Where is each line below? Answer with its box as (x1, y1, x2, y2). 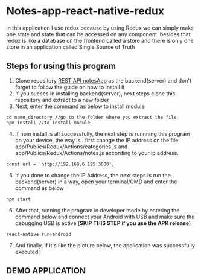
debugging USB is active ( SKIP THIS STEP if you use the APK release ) (14, 219, 191, 227)
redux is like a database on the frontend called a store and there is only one (6, 37, 194, 44)
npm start (6, 196, 31, 202)
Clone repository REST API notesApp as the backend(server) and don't (14, 77, 192, 84)
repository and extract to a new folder (14, 96, 110, 103)
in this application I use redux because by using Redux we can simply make (6, 24, 194, 31)
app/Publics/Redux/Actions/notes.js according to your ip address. (14, 149, 179, 156)
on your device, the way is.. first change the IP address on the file (14, 136, 179, 144)
